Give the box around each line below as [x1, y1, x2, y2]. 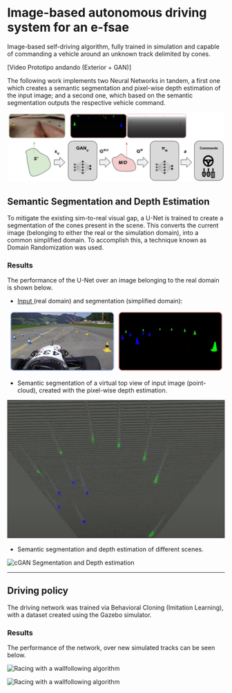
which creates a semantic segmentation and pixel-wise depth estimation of [7, 84, 221, 92]
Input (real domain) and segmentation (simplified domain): [17, 297, 183, 305]
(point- [186, 379, 206, 387]
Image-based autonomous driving [7, 5, 207, 21]
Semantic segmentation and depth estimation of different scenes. [17, 544, 204, 553]
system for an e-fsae [7, 19, 130, 35]
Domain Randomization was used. [7, 243, 104, 251]
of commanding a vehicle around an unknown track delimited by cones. [7, 50, 211, 58]
